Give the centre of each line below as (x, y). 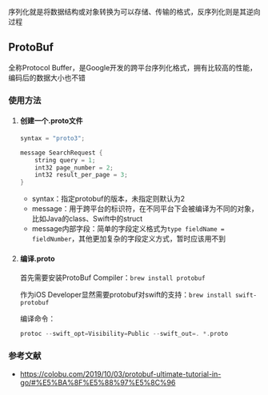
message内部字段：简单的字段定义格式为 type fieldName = (128, 229)
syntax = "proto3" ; (52, 138)
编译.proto (37, 258)
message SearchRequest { (61, 153)
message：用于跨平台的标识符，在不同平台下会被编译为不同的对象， (145, 209)
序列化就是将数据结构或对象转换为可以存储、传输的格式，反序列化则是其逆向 (134, 12)
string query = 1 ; (65, 160)
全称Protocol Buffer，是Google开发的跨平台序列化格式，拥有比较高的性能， (133, 67)
